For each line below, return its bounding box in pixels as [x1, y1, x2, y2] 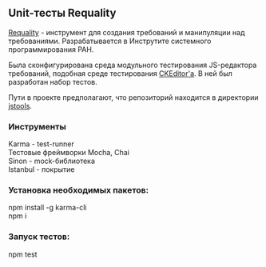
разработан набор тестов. [8, 77, 97, 86]
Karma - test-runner [8, 139, 74, 149]
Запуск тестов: [8, 231, 70, 242]
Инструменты [8, 121, 66, 132]
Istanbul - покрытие [8, 165, 75, 174]
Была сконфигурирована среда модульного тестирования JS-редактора [8, 60, 257, 70]
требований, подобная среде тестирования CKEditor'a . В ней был [8, 68, 233, 78]
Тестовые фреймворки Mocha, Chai [8, 148, 130, 157]
